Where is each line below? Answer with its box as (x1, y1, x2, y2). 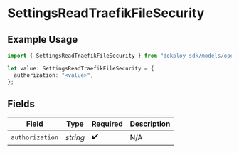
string (65, 132, 85, 142)
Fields (7, 97, 36, 110)
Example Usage (7, 33, 78, 46)
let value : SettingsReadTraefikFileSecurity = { (7, 65, 154, 72)
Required (91, 119, 123, 129)
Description (129, 119, 171, 129)
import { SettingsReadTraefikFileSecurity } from (7, 52, 158, 59)
